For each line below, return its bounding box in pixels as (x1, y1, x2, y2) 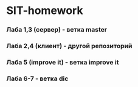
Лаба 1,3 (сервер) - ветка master (6, 26, 108, 34)
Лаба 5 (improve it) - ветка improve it (6, 58, 119, 66)
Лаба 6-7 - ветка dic (6, 74, 69, 83)
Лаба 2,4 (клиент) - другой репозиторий (6, 42, 133, 50)
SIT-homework (6, 4, 83, 18)
